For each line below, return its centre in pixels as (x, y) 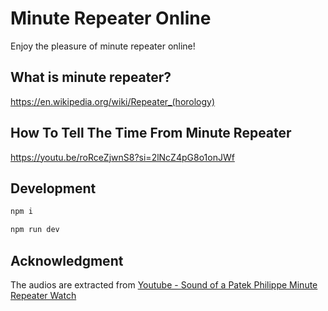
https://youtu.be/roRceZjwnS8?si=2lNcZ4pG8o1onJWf (122, 157)
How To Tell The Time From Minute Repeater (151, 133)
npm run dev (35, 230)
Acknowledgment (67, 260)
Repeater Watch (43, 295)
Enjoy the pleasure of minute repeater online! (103, 46)
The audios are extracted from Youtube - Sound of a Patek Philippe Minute (164, 284)
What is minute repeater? (91, 77)
